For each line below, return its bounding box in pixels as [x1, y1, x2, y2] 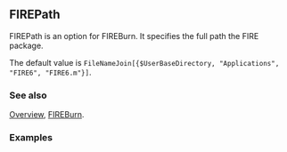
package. [9, 40, 44, 51]
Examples [9, 132, 53, 144]
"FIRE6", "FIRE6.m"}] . [9, 67, 92, 77]
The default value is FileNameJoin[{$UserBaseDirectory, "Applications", [9, 57, 280, 68]
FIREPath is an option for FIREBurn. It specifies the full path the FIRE [9, 30, 259, 41]
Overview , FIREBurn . [9, 109, 85, 120]
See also [9, 89, 47, 101]
